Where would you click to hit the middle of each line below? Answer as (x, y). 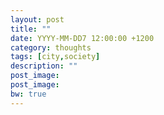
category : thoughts (51, 47)
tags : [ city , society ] (55, 57)
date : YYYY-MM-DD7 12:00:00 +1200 (82, 38)
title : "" (31, 29)
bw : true (28, 94)
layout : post (37, 19)
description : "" (44, 66)
